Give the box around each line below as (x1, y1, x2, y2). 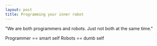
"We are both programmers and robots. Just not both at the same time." (5, 25, 153, 31)
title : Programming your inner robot (5, 12, 84, 17)
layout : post (5, 7, 32, 12)
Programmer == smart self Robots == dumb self (5, 35, 104, 41)
